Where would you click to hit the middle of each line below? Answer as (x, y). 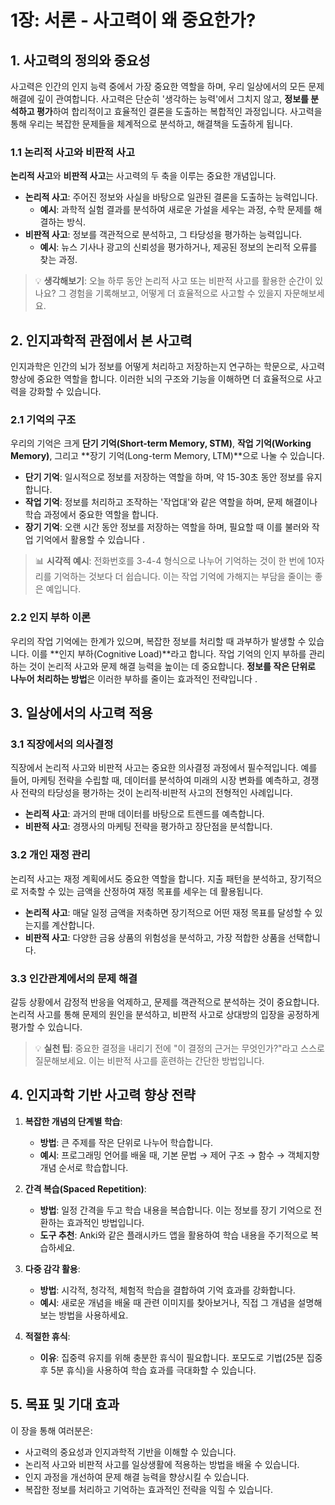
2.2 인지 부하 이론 (50, 618)
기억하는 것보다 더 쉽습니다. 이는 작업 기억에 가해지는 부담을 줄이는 (183, 577)
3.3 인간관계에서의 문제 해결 (74, 978)
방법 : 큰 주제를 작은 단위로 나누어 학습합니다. (126, 1142)
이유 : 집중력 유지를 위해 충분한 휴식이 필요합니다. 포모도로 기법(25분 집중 (181, 1357)
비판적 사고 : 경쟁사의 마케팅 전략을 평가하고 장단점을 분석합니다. (148, 827)
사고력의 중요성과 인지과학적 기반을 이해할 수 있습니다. (130, 1452)
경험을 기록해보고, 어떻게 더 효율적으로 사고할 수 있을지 (175, 293)
